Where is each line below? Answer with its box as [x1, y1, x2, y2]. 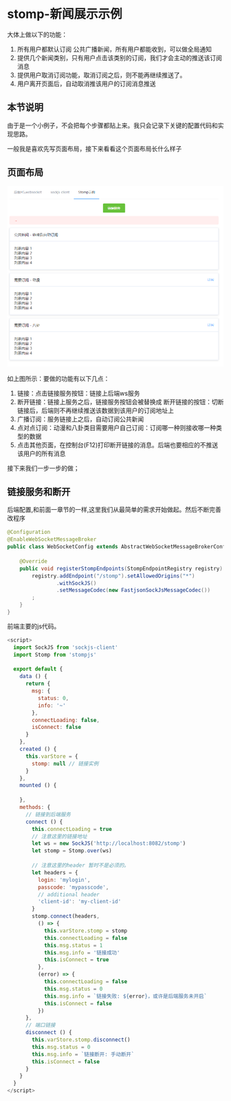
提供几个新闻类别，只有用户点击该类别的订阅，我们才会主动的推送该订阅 [16, 53, 222, 62]
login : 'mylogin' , [37, 876, 91, 883]
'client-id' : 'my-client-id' [37, 898, 122, 905]
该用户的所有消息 [16, 449, 66, 457]
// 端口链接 [25, 1022, 56, 1029]
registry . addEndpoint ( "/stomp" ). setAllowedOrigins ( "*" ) [32, 573, 195, 579]
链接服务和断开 [7, 486, 71, 498]
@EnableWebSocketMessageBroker [7, 536, 97, 543]
